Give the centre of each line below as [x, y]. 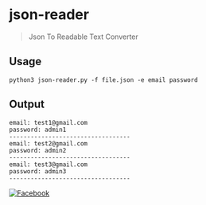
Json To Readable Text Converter [83, 37]
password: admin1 [38, 130]
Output [27, 104]
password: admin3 [38, 171]
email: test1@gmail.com [49, 122]
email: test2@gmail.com [49, 143]
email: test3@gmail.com [49, 164]
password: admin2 [38, 150]
